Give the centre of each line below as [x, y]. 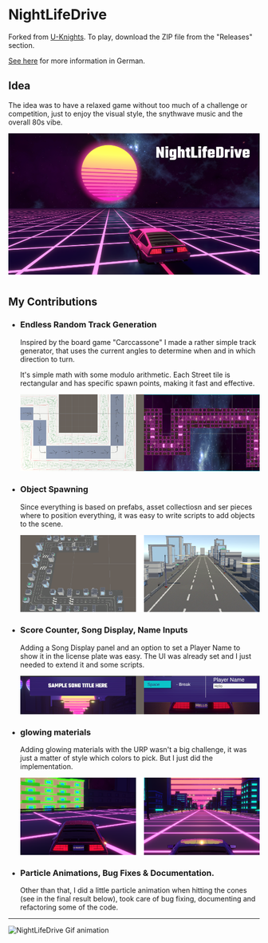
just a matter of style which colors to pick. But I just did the [116, 758]
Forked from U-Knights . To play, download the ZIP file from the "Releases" [130, 37]
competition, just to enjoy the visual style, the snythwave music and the [126, 113]
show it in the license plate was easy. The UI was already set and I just [136, 656]
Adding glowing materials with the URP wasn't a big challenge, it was [133, 750]
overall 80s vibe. [35, 122]
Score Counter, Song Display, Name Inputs [104, 630]
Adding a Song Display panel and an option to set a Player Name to [130, 648]
